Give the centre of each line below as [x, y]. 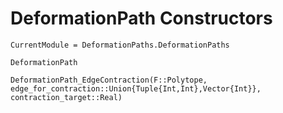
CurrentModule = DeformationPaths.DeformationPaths [120, 45]
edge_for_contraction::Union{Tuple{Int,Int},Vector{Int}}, [136, 88]
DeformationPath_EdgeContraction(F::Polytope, [109, 80]
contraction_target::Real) [66, 97]
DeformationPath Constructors [141, 18]
